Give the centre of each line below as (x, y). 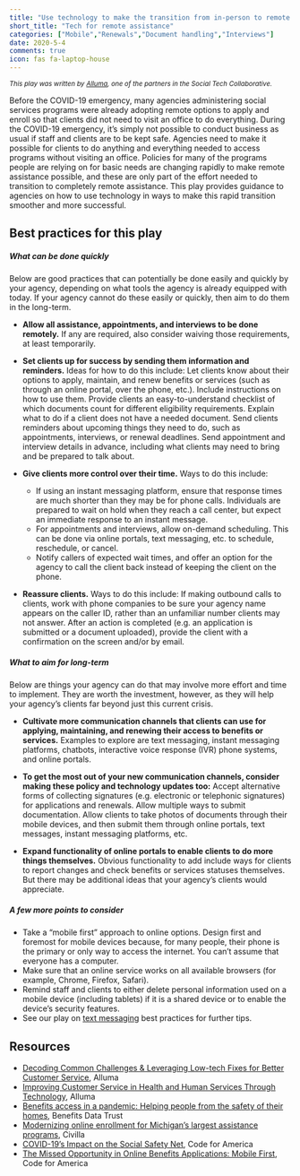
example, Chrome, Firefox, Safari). (86, 980)
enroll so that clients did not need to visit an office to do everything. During (147, 119)
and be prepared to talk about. (78, 456)
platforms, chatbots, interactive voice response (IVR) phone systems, (150, 750)
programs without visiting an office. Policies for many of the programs (138, 157)
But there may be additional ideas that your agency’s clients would (144, 880)
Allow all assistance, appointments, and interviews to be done (140, 324)
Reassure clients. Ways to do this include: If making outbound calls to (152, 594)
